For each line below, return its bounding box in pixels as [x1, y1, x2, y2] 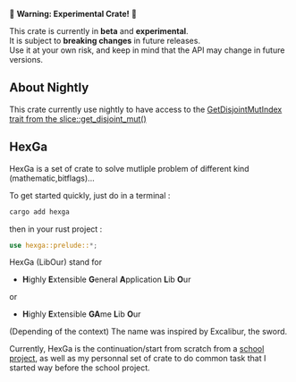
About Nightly [9, 81, 89, 96]
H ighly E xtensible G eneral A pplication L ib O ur [21, 274, 191, 285]
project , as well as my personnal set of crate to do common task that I [9, 353, 266, 364]
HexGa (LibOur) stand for [9, 257, 103, 267]
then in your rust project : [9, 224, 103, 234]
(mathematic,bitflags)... [9, 173, 96, 183]
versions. [9, 55, 43, 64]
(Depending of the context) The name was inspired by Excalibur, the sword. [9, 327, 288, 337]
